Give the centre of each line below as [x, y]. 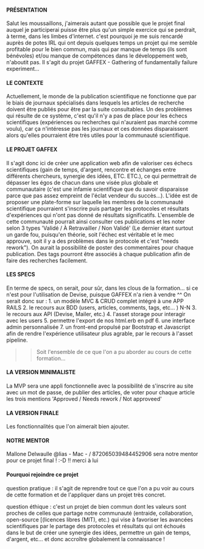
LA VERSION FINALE [33, 413]
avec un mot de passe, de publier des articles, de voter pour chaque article [100, 392]
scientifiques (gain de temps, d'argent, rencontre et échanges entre [91, 169]
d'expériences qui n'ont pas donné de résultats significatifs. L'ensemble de [100, 215]
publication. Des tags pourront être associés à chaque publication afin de [98, 254]
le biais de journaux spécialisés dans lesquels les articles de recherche [95, 103]
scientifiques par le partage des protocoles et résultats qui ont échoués [96, 526]
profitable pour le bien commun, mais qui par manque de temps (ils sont [97, 50]
